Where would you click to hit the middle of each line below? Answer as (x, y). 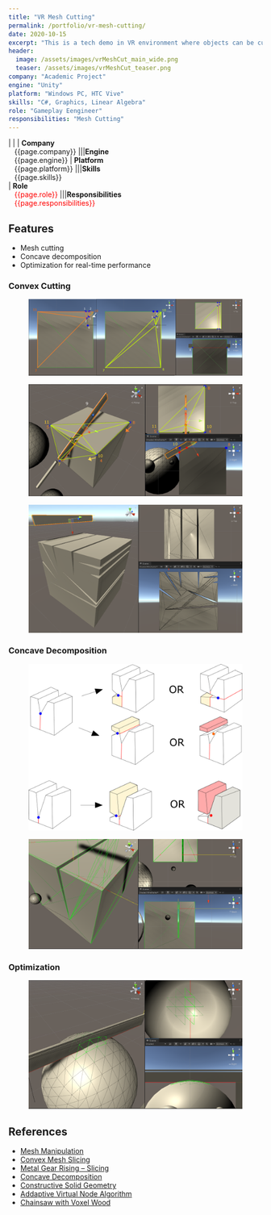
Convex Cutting (40, 286)
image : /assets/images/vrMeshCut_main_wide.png (97, 60)
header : (21, 51)
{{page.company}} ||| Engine (62, 152)
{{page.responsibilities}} (54, 203)
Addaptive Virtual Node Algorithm (76, 1194)
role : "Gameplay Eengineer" (56, 111)
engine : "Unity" (35, 85)
